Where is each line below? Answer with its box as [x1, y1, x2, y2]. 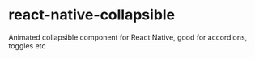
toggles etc [8, 40, 46, 50]
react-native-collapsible [8, 6, 176, 24]
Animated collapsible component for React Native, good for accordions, [8, 32, 248, 42]
